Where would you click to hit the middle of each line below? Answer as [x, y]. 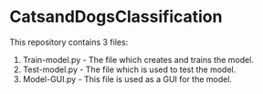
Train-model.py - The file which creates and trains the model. [138, 59]
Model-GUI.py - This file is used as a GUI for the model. [127, 78]
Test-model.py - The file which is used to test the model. [129, 69]
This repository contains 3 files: [69, 42]
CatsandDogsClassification [116, 17]
